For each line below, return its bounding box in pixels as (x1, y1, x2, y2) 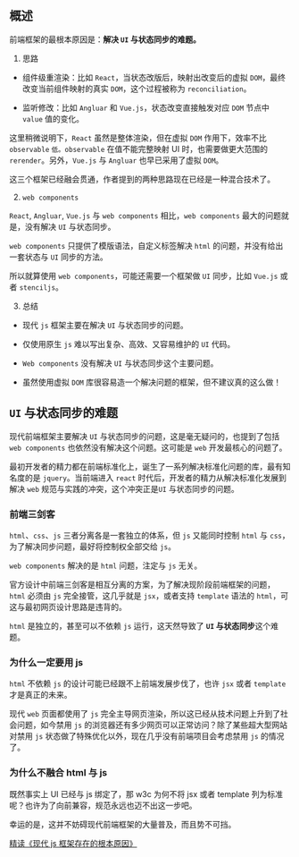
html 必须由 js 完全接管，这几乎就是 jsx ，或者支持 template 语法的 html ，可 (9, 590, 288, 601)
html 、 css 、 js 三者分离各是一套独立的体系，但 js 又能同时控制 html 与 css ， (9, 530, 290, 540)
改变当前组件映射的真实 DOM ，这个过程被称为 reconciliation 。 (21, 83, 252, 94)
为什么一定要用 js (9, 656, 83, 668)
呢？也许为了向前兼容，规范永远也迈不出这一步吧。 (9, 800, 197, 810)
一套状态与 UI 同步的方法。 (9, 251, 109, 262)
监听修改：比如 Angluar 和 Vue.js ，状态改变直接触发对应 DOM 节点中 (21, 102, 270, 113)
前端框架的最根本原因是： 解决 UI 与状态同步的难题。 (9, 34, 201, 45)
